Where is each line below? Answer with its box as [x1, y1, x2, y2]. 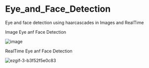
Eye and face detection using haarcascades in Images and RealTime [5, 20, 144, 25]
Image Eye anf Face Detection [5, 29, 67, 35]
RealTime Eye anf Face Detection [5, 48, 73, 54]
